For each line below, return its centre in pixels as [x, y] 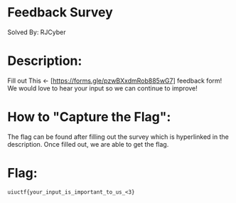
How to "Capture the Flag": [89, 117]
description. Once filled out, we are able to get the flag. [88, 144]
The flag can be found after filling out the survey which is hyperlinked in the [118, 137]
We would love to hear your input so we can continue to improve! [102, 88]
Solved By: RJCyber [37, 32]
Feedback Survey [60, 12]
